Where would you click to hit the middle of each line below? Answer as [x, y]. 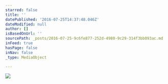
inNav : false [19, 52]
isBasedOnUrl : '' [24, 34]
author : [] [17, 29]
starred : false [21, 10]
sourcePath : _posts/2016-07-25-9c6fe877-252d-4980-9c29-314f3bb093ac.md [84, 39]
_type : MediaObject [26, 57]
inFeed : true [19, 43]
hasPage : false [21, 48]
